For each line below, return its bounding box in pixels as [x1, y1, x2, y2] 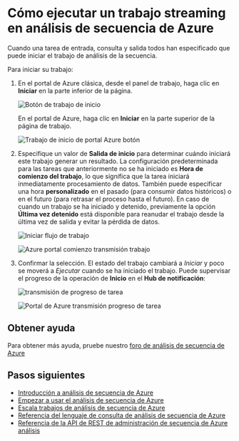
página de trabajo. [17, 121, 72, 130]
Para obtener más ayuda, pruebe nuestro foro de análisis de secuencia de [7, 341, 225, 350]
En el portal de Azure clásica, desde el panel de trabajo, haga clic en [17, 78, 220, 87]
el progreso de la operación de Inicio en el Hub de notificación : [17, 274, 205, 282]
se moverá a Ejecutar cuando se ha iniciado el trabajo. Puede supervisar [17, 266, 231, 275]
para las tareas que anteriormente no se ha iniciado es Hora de [17, 164, 203, 172]
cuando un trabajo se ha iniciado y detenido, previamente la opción [17, 202, 216, 211]
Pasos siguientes [7, 369, 86, 382]
